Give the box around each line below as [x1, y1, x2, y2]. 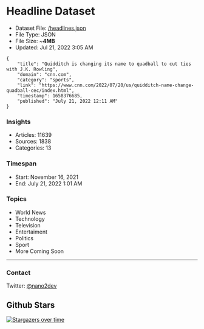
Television [15, 221, 41, 229]
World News [15, 209, 46, 216]
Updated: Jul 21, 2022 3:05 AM [15, 44, 93, 51]
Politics [15, 234, 34, 241]
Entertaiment [15, 228, 47, 235]
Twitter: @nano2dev [6, 282, 57, 289]
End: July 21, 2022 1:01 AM [15, 179, 83, 187]
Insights [6, 117, 31, 126]
